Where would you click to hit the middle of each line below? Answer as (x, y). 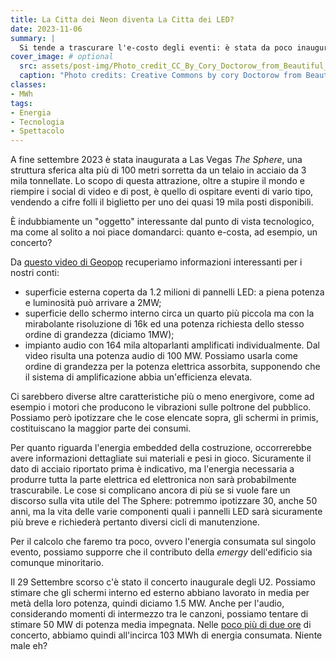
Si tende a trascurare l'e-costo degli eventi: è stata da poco (156, 47)
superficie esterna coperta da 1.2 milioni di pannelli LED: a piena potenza (174, 292)
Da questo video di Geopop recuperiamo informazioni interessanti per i (156, 262)
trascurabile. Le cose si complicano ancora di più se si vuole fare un (150, 490)
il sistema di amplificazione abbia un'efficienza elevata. (138, 377)
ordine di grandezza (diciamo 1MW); (99, 335)
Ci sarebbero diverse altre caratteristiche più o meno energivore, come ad (162, 397)
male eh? (29, 646)
